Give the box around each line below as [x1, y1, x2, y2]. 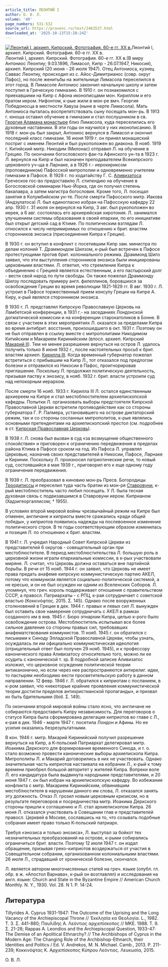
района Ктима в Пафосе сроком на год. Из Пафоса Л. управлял [5, 446, 142, 452]
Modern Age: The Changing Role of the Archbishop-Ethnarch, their [5, 936, 144, 942]
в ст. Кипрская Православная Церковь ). [5, 426, 91, 432]
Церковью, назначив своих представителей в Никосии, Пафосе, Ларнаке [5, 451, 163, 457]
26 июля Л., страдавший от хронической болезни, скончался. [5, 856, 138, 862]
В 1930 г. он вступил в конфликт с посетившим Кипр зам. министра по [5, 241, 157, 246]
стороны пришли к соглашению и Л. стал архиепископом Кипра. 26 [5, 804, 151, 809]
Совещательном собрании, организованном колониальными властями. [5, 851, 159, 857]
